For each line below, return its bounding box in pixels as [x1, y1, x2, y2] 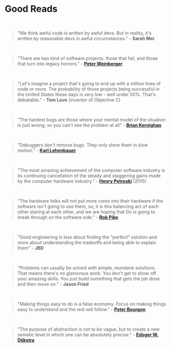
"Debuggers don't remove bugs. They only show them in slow [17, 142, 148, 148]
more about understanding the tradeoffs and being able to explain [17, 239, 157, 246]
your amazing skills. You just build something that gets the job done [17, 275, 160, 281]
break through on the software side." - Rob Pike [17, 214, 118, 220]
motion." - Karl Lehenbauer [17, 147, 76, 154]
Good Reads [5, 3, 58, 15]
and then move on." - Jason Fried [17, 281, 89, 287]
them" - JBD [17, 245, 44, 251]
